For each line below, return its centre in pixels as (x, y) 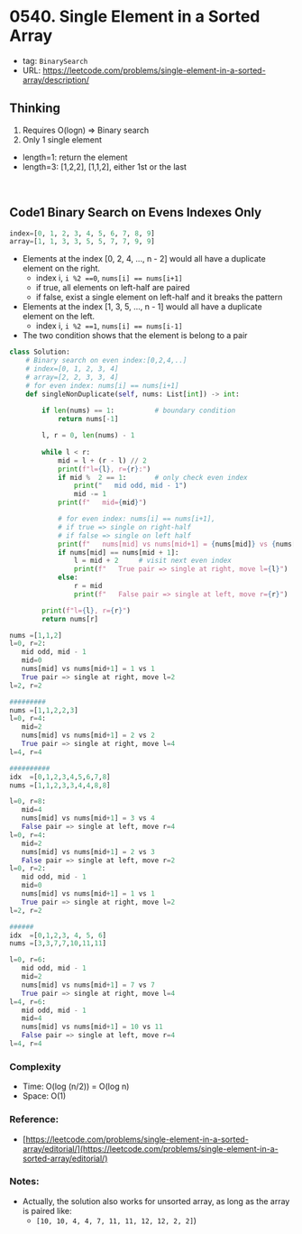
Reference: (34, 1119)
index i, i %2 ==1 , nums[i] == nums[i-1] (109, 326)
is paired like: (47, 1211)
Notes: (24, 1182)
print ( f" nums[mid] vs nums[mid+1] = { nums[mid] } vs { (167, 544)
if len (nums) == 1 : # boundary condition (139, 411)
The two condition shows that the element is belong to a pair (135, 336)
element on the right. (61, 269)
